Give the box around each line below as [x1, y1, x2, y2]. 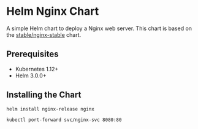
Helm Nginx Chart [6, 4, 99, 18]
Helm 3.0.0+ [15, 72, 47, 79]
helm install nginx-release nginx [6, 106, 95, 112]
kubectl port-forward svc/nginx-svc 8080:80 [6, 117, 122, 123]
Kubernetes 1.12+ [15, 65, 59, 72]
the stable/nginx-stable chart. [6, 31, 82, 38]
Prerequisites [6, 49, 59, 60]
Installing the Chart [6, 90, 82, 100]
